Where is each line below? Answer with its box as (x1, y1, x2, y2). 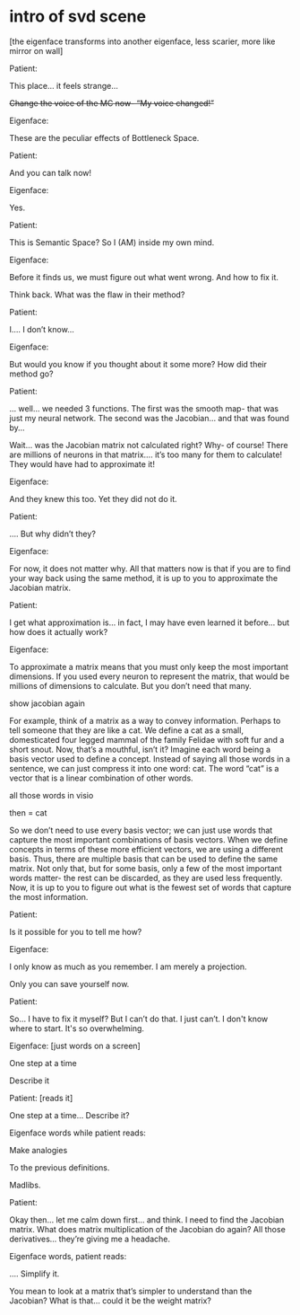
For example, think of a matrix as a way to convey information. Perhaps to (9, 715, 281, 726)
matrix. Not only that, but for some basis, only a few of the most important (9, 862, 282, 873)
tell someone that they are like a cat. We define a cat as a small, (9, 725, 244, 736)
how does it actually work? (9, 626, 108, 637)
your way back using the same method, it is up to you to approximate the (9, 572, 279, 583)
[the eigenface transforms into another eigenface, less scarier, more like (9, 36, 276, 47)
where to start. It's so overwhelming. (9, 1022, 145, 1034)
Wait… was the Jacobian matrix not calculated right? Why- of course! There (9, 439, 288, 450)
